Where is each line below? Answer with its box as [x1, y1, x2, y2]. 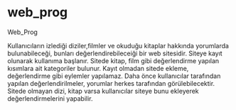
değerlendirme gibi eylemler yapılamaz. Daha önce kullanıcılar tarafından [7, 72, 221, 80]
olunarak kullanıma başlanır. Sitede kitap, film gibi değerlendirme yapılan [7, 56, 220, 65]
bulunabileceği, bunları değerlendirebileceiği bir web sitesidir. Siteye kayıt [7, 49, 222, 57]
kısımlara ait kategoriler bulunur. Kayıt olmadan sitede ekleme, [7, 64, 189, 72]
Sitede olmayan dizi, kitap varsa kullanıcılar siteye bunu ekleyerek [7, 87, 199, 95]
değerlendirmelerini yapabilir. [7, 94, 94, 103]
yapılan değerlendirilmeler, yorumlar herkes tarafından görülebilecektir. [7, 79, 215, 87]
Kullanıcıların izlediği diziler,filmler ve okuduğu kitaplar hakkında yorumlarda [7, 41, 230, 50]
